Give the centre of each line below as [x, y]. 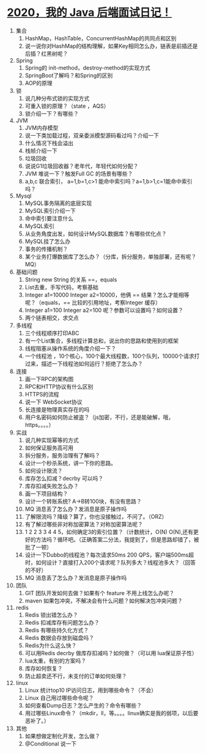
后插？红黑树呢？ [46, 53]
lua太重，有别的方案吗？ [56, 661]
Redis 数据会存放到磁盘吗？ [59, 637]
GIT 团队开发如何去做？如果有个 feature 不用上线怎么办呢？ [100, 593]
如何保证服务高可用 [49, 448]
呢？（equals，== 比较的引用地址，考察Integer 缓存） [93, 302]
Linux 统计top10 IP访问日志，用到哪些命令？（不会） [91, 690]
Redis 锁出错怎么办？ [51, 615]
